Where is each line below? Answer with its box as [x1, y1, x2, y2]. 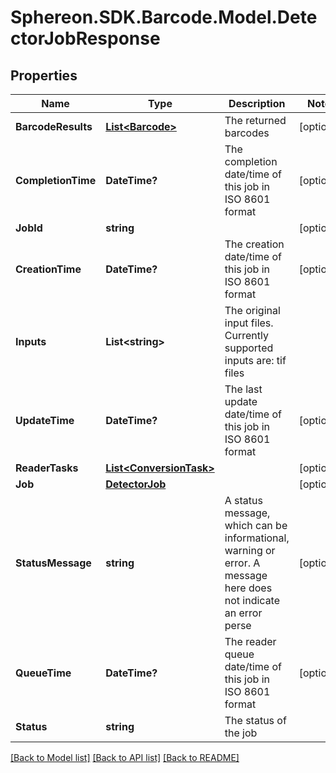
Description [228, 97, 286, 110]
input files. [224, 316, 274, 330]
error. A [224, 556, 261, 570]
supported [224, 341, 274, 355]
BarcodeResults [15, 120, 93, 133]
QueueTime [15, 666, 72, 680]
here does [224, 581, 273, 595]
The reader [224, 635, 277, 648]
